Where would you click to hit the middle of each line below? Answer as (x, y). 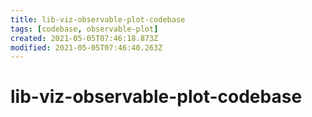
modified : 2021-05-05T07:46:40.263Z (86, 47)
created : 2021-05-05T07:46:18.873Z (84, 38)
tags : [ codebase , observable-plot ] (84, 29)
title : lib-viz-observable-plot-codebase (98, 19)
